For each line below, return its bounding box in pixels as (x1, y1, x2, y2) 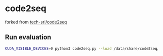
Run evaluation (5, 33, 51, 41)
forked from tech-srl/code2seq (5, 19, 67, 25)
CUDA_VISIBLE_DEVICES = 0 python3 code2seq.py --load (5, 46, 112, 51)
